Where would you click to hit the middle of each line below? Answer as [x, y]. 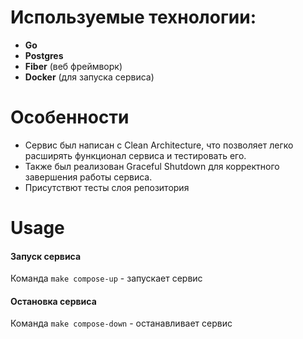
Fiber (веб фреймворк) [73, 66]
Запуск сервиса [46, 256]
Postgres [44, 55]
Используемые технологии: [133, 17]
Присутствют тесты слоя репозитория [107, 187]
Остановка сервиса [53, 301]
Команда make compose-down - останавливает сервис [121, 323]
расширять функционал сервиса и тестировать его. [135, 155]
